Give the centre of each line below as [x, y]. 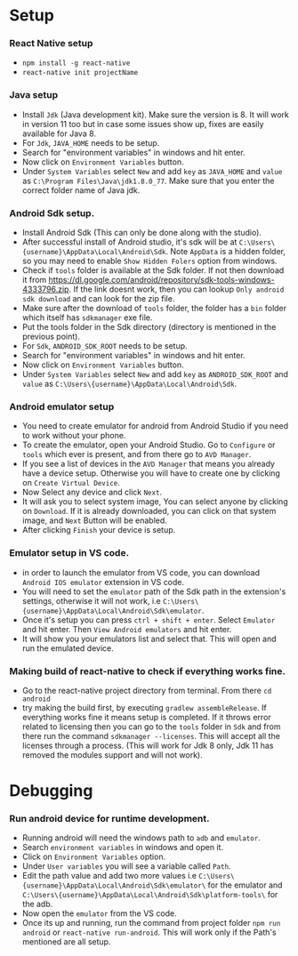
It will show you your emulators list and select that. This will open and [149, 639]
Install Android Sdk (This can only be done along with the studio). [142, 233]
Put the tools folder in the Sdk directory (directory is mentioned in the [149, 327]
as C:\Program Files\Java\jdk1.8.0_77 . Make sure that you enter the [148, 181]
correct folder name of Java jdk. [81, 190]
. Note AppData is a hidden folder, [226, 252]
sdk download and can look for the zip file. [98, 299]
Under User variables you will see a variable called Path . [126, 866]
